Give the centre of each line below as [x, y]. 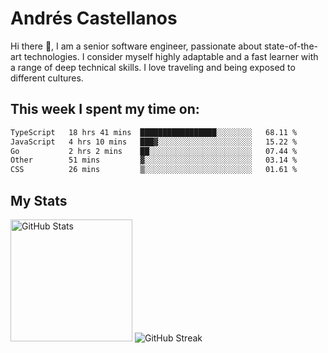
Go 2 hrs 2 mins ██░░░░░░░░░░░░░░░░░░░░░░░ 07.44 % [154, 151]
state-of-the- [290, 46]
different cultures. [47, 78]
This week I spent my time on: [105, 109]
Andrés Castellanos [94, 18]
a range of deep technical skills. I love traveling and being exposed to [153, 67]
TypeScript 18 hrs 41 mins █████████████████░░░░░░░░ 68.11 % [154, 132]
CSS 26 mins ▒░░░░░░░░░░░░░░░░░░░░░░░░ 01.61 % [154, 170]
